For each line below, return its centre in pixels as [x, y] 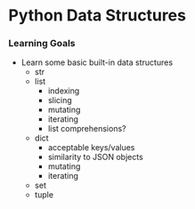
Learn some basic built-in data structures [97, 62]
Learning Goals [42, 44]
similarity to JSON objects [95, 157]
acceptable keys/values [91, 148]
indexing [64, 91]
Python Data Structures [97, 16]
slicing [60, 100]
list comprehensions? [87, 129]
